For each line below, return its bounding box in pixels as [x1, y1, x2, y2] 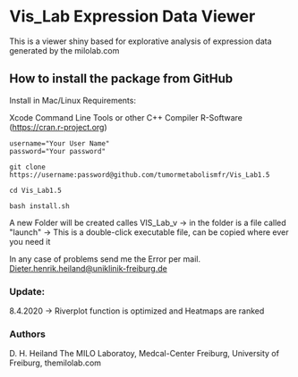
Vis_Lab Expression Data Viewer [9, 6, 256, 27]
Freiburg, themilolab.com [9, 357, 101, 368]
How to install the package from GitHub [9, 71, 234, 87]
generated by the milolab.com [9, 45, 120, 55]
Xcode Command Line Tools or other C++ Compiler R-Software [9, 112, 243, 122]
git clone [9, 163, 47, 172]
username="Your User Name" [9, 138, 110, 148]
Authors [9, 328, 47, 340]
